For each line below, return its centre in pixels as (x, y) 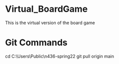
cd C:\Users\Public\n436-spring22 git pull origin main (60, 56)
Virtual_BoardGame (46, 9)
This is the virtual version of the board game (50, 23)
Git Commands (36, 43)
